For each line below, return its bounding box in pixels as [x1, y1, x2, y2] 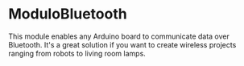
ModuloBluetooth [8, 5, 127, 23]
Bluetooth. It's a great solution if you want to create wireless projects [8, 39, 237, 49]
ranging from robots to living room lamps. [8, 48, 147, 58]
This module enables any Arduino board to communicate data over [8, 31, 230, 41]
